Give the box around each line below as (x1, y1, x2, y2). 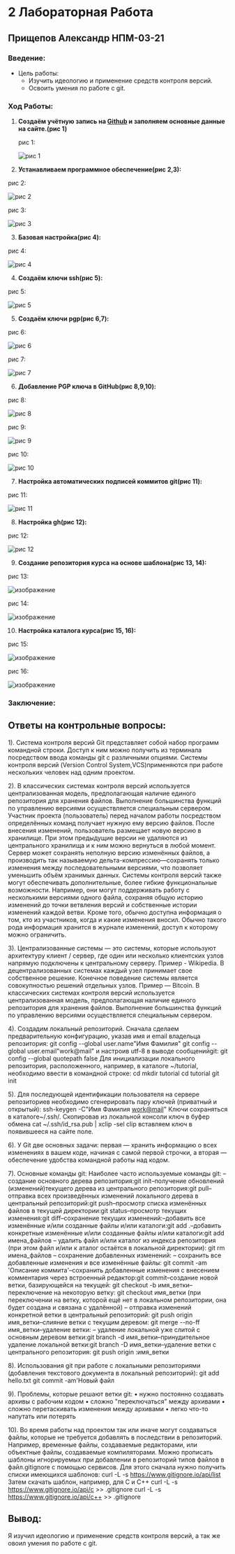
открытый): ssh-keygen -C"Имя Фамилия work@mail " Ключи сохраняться (8, 1105, 228, 1113)
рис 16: (8, 667, 29, 675)
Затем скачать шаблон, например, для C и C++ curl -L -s (8, 1478, 179, 1486)
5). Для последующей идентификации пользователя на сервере (8, 1090, 199, 1098)
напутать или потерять (8, 1412, 76, 1420)
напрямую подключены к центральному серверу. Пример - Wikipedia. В (8, 958, 225, 967)
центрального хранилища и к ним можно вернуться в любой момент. (8, 841, 216, 849)
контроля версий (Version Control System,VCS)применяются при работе (8, 760, 223, 769)
